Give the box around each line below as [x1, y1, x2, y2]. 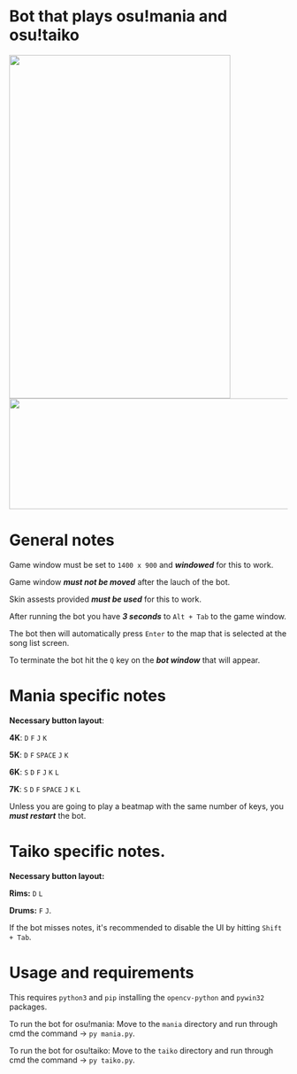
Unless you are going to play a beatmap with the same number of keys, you [9, 800, 285, 812]
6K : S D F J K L [9, 767, 59, 777]
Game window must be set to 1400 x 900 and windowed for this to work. [9, 559, 274, 570]
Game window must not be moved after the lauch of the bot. [9, 576, 231, 587]
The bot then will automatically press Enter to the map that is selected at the [9, 627, 287, 639]
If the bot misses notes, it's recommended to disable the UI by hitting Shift [9, 922, 283, 932]
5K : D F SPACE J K [9, 749, 69, 759]
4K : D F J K [9, 732, 48, 743]
